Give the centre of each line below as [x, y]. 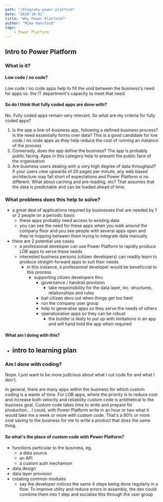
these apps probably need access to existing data [69, 221]
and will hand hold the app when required [90, 324]
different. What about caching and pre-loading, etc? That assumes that [83, 182]
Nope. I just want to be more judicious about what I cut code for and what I [80, 375]
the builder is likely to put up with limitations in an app [102, 319]
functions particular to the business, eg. [52, 447]
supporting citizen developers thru [68, 278]
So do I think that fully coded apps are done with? [56, 105]
